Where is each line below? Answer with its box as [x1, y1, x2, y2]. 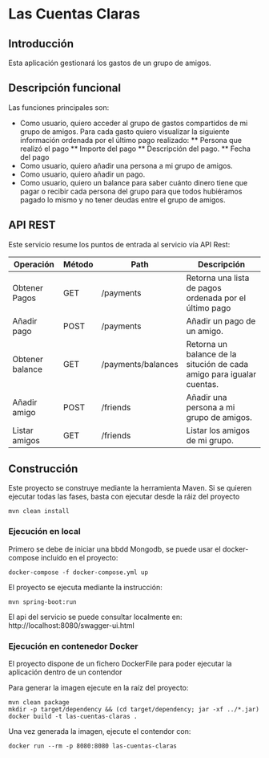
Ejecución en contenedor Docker [8, 640, 139, 651]
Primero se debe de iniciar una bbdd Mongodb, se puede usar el [8, 544, 222, 554]
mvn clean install [8, 507, 70, 516]
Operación [13, 259, 54, 270]
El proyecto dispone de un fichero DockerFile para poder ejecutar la [8, 659, 232, 669]
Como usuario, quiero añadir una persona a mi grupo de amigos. [19, 161, 234, 170]
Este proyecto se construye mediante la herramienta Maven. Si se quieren [8, 483, 252, 493]
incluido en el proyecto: [41, 552, 118, 562]
